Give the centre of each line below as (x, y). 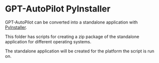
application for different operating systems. (48, 41)
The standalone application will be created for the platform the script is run (80, 51)
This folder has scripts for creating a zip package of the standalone (72, 37)
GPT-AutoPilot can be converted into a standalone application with (72, 22)
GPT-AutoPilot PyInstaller (58, 9)
